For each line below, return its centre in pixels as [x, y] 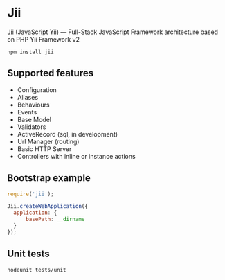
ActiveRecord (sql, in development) [67, 134]
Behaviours [33, 105]
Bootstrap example [49, 178]
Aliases [28, 97]
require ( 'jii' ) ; [30, 194]
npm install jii [30, 52]
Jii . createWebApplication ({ [48, 207]
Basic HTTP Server [44, 149]
